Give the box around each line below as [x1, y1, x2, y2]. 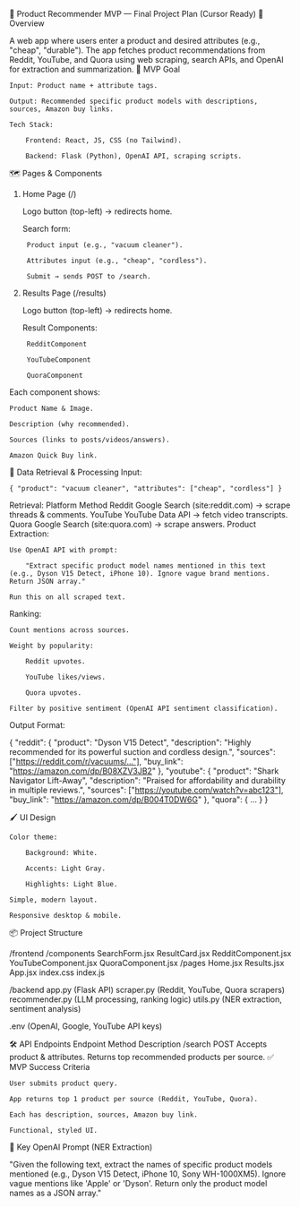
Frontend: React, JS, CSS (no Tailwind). [25, 136, 182, 145]
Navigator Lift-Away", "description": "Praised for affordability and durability [9, 775, 287, 785]
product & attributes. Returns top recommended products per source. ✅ [9, 1052, 275, 1062]
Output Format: [9, 720, 65, 730]
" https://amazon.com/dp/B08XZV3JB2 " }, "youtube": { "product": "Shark [9, 766, 279, 776]
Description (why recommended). [9, 420, 130, 429]
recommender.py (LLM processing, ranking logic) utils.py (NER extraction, [9, 994, 282, 1005]
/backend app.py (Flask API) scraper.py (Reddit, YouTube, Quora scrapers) [9, 985, 285, 995]
